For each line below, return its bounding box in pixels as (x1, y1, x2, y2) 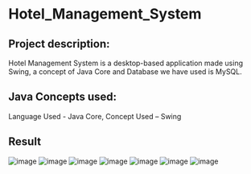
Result (8, 135, 42, 149)
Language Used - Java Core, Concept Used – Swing (8, 111, 182, 121)
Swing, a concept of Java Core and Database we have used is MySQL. (8, 67, 243, 77)
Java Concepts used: (8, 90, 117, 104)
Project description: (8, 37, 110, 51)
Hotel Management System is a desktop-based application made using (8, 58, 244, 68)
